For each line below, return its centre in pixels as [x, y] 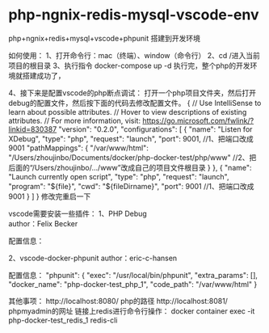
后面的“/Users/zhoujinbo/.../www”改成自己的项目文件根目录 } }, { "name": [130, 167]
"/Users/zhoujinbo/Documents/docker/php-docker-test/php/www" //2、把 [132, 157]
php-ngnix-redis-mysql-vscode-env [134, 15]
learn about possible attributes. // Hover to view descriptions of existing [128, 112]
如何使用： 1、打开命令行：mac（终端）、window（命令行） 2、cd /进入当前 [134, 55]
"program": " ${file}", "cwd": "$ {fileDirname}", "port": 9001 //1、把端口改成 [131, 186]
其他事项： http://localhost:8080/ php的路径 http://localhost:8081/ [118, 301]
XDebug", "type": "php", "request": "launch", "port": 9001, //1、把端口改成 [131, 138]
